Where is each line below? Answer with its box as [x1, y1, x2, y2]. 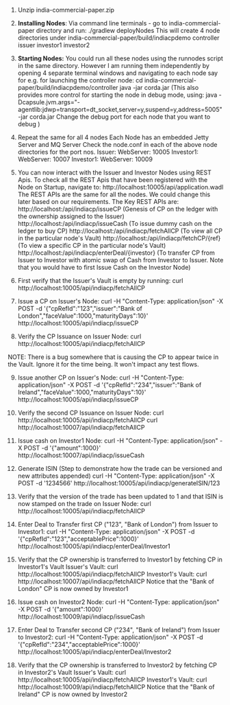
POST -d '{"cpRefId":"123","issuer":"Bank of [17, 305, 142, 312]
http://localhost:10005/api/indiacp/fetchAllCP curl [17, 416, 158, 424]
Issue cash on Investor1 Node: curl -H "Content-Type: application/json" [17, 437, 218, 445]
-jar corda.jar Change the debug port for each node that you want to [17, 113, 211, 121]
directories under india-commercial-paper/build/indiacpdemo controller [17, 34, 220, 42]
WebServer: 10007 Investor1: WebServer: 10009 [17, 155, 153, 163]
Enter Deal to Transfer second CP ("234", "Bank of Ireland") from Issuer [17, 626, 220, 634]
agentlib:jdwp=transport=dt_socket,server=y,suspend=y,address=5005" [17, 106, 222, 113]
